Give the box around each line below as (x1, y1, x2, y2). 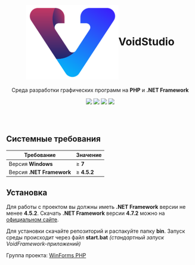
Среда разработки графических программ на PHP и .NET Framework (11, 86, 189, 94)
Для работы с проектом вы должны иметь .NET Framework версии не (6, 204, 186, 211)
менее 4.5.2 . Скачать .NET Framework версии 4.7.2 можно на (6, 209, 165, 217)
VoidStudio (118, 35, 175, 48)
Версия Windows (8, 160, 53, 167)
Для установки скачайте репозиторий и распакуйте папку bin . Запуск (6, 227, 185, 235)
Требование (23, 152, 56, 159)
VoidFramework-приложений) (6, 241, 81, 248)
